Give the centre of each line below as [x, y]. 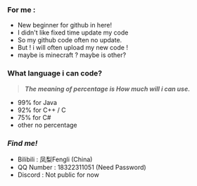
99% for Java [37, 102]
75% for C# [34, 117]
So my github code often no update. [70, 40]
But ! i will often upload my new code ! [73, 48]
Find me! [23, 143]
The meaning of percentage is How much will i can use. [107, 89]
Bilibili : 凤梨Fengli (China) [55, 159]
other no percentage [47, 125]
